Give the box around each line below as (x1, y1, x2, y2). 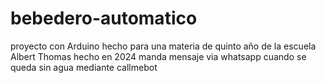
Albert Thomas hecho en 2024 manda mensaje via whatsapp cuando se (10, 50, 307, 62)
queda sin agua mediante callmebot (10, 61, 158, 73)
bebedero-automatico (10, 7, 198, 30)
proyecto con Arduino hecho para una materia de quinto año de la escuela (10, 40, 317, 52)
